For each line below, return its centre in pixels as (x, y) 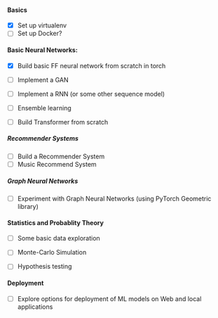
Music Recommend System (57, 164)
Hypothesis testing (45, 267)
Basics (18, 10)
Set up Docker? (40, 33)
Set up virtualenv (42, 25)
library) (28, 206)
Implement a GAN (43, 79)
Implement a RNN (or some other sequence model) (91, 94)
